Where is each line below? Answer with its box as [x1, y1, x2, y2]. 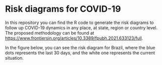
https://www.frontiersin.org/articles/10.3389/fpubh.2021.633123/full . [5, 35, 143, 41]
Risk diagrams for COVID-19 [5, 3, 121, 15]
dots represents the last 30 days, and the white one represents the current [5, 50, 155, 56]
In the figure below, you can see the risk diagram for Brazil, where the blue [5, 44, 156, 50]
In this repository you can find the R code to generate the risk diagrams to [5, 20, 154, 25]
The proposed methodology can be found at [5, 30, 94, 36]
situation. [5, 55, 24, 61]
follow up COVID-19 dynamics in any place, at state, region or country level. [5, 24, 158, 30]
